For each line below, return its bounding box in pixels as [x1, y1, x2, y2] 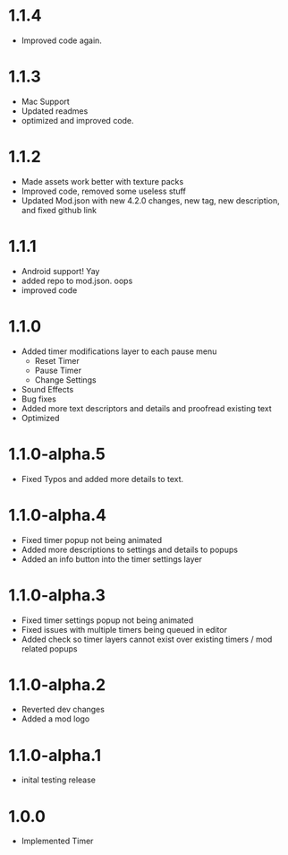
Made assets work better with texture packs [21, 176, 184, 186]
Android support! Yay [21, 265, 100, 276]
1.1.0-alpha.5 [8, 444, 106, 464]
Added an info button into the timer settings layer [21, 553, 202, 565]
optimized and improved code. [21, 115, 135, 125]
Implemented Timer [21, 835, 94, 847]
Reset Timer [34, 355, 80, 366]
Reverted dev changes [21, 704, 105, 715]
